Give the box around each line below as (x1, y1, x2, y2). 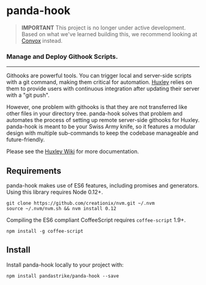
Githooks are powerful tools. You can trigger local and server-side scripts (6, 72, 192, 80)
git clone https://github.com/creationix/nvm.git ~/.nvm (6, 200, 155, 207)
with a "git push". (6, 91, 50, 99)
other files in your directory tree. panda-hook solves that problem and (6, 110, 183, 117)
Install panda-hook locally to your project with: (6, 261, 124, 268)
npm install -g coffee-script (6, 228, 84, 235)
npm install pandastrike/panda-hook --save (6, 273, 120, 279)
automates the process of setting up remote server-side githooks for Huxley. (6, 116, 200, 124)
